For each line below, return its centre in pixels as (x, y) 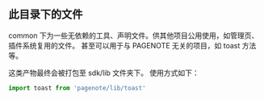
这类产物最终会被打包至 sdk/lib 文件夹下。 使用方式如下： (104, 73)
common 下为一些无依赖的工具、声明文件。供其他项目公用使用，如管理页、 (134, 35)
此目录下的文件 (46, 15)
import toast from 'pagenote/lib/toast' (78, 88)
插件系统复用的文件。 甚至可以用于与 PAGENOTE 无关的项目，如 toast (124, 45)
